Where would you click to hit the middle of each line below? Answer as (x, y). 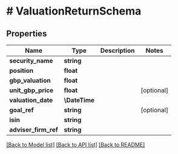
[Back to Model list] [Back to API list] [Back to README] (76, 145)
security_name (31, 61)
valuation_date (31, 100)
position (21, 71)
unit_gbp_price (31, 90)
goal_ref (22, 110)
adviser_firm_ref (34, 130)
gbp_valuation (30, 80)
